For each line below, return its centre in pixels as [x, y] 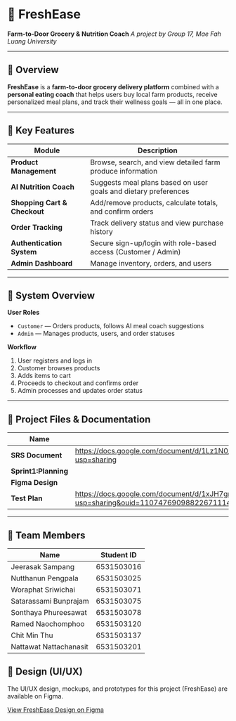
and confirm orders [122, 212]
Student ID [119, 555]
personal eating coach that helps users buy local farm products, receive [112, 94]
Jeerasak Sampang [43, 567]
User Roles [24, 313]
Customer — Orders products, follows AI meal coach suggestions [111, 326]
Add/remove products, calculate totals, [154, 202]
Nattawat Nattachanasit [50, 647]
